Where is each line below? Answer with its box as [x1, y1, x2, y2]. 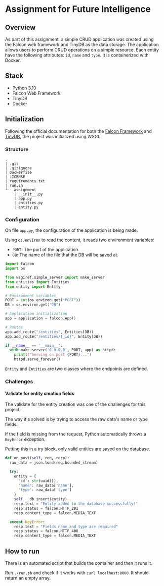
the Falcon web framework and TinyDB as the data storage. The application [5, 42, 159, 48]
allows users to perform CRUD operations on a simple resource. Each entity [5, 47, 159, 53]
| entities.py [14, 200, 43, 205]
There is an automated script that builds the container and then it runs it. [5, 560, 152, 566]
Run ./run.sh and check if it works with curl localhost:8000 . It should [5, 570, 149, 576]
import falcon [5, 262, 35, 266]
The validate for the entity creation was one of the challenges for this [5, 401, 146, 407]
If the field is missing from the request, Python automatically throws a [5, 431, 147, 437]
